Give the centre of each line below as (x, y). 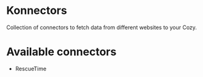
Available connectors (61, 52)
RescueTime (31, 69)
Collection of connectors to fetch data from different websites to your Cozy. (102, 27)
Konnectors (37, 11)
